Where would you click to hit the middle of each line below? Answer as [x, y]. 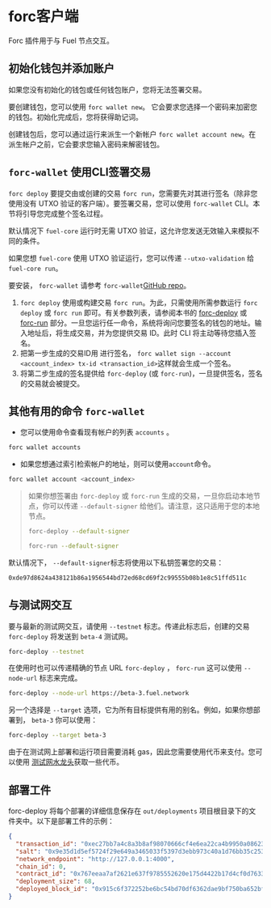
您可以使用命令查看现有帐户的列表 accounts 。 [96, 432]
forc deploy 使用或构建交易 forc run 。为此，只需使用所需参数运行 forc [139, 302]
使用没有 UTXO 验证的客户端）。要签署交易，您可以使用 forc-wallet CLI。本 [134, 203]
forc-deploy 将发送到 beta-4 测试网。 [71, 636]
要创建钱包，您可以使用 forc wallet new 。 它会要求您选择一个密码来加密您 [133, 107]
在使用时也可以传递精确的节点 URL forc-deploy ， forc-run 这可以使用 [125, 668]
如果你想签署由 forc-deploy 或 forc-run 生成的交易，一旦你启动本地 [141, 496]
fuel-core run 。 [35, 268]
